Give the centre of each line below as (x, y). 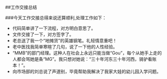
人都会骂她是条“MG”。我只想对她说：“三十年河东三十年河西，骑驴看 (82, 59)
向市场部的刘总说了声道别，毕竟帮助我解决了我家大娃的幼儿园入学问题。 (86, 71)
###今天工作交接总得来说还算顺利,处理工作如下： (56, 18)
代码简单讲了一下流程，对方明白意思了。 (54, 28)
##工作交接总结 (21, 7)
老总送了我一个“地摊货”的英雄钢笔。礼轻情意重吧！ (65, 40)
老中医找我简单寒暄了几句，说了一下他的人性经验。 (65, 47)
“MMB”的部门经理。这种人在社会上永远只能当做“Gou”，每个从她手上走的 (87, 53)
